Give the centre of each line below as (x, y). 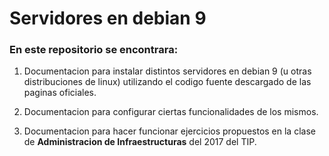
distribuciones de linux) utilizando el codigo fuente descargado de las (167, 82)
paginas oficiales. (60, 93)
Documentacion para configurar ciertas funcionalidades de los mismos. (171, 112)
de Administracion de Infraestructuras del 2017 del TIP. (140, 142)
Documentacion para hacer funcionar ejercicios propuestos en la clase (169, 131)
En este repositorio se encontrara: (94, 50)
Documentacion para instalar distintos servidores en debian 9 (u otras (167, 71)
